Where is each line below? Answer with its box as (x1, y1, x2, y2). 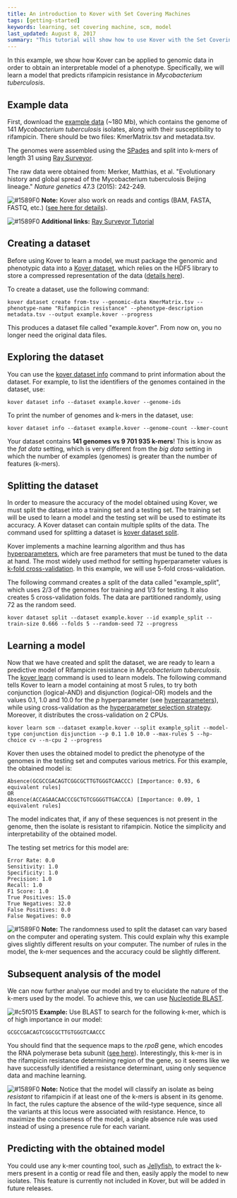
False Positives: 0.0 (7, 907, 71, 914)
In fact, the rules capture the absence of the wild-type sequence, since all (7, 1100, 222, 1108)
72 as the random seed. (7, 601, 76, 609)
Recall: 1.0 (7, 882, 42, 889)
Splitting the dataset (7, 479, 99, 491)
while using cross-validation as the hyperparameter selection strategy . (7, 703, 213, 712)
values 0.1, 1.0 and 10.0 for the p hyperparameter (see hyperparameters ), (7, 696, 219, 704)
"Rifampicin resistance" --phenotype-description (54, 305, 203, 312)
